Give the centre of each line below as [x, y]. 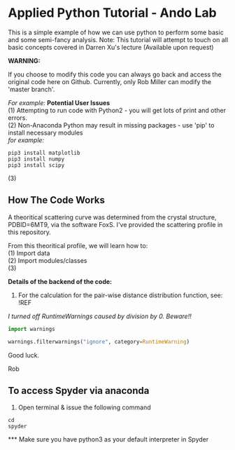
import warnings [31, 329]
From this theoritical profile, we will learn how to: [78, 245]
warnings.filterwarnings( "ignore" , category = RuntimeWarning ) [99, 341]
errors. [17, 118]
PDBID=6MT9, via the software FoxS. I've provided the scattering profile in [115, 224]
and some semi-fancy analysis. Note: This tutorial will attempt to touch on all [118, 39]
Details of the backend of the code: [60, 281]
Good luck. [24, 355]
